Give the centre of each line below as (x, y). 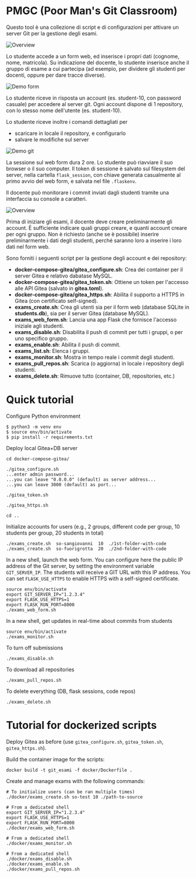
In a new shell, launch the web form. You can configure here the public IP (94, 560)
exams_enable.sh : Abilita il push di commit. (67, 344)
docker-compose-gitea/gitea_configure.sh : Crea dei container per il (99, 269)
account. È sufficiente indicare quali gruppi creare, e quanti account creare (97, 227)
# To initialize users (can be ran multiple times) (70, 792)
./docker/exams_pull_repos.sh (43, 869)
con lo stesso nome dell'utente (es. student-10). (64, 110)
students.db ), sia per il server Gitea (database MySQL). (82, 313)
